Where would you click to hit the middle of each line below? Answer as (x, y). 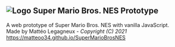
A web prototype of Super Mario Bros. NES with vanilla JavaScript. (88, 25)
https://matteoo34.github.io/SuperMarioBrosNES (66, 37)
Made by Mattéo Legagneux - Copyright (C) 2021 (67, 31)
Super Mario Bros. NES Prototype (96, 11)
